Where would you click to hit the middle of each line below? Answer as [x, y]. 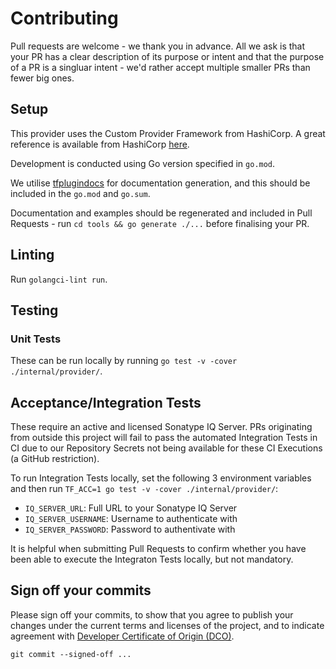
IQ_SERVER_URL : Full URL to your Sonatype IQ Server [131, 508]
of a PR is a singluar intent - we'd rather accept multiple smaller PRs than [160, 67]
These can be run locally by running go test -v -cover [124, 361]
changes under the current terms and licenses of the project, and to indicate [167, 625]
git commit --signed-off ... [71, 654]
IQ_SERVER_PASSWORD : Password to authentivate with [130, 529]
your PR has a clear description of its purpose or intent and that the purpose [167, 56]
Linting [32, 255]
